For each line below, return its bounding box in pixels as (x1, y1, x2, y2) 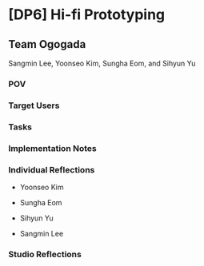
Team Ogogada (8, 38, 86, 51)
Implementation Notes (8, 142, 98, 153)
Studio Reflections (8, 248, 82, 260)
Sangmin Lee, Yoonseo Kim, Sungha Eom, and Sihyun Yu (8, 58, 196, 68)
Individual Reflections (8, 164, 95, 175)
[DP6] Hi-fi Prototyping (8, 6, 166, 24)
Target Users (8, 100, 60, 111)
